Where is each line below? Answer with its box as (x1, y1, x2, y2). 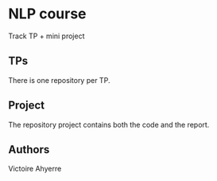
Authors (8, 143, 50, 156)
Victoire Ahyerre (8, 164, 62, 174)
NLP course (8, 5, 87, 23)
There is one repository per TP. (8, 75, 110, 85)
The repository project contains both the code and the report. (8, 120, 210, 129)
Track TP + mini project (8, 31, 85, 41)
